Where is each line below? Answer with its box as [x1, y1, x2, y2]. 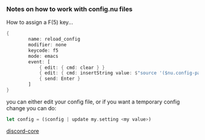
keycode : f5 [28, 47, 59, 54]
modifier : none [28, 42, 67, 48]
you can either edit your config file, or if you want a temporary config [6, 98, 180, 105]
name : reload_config [28, 36, 81, 43]
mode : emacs [28, 53, 59, 59]
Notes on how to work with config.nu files [6, 5, 133, 13]
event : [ [28, 58, 51, 65]
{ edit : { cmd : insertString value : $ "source [38, 70, 157, 76]
